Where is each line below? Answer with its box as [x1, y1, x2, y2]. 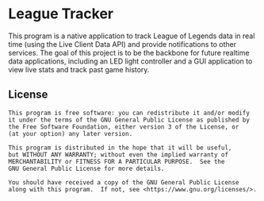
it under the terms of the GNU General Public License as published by [8, 116, 250, 124]
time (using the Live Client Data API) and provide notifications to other [8, 39, 236, 48]
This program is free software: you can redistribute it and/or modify [8, 109, 250, 117]
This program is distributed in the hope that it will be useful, [8, 144, 232, 152]
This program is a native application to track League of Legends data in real [8, 31, 255, 41]
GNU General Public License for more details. [8, 164, 165, 172]
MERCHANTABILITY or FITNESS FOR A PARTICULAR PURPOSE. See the [8, 157, 225, 165]
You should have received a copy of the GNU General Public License [8, 178, 239, 187]
